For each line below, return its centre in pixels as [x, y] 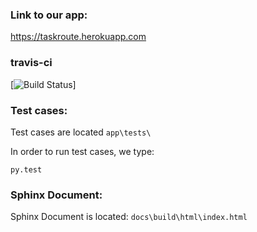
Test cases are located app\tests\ [81, 132]
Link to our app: [49, 15]
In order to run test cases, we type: [82, 151]
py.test [26, 169]
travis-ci [31, 63]
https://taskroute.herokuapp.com [78, 37]
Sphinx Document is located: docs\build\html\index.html [129, 217]
